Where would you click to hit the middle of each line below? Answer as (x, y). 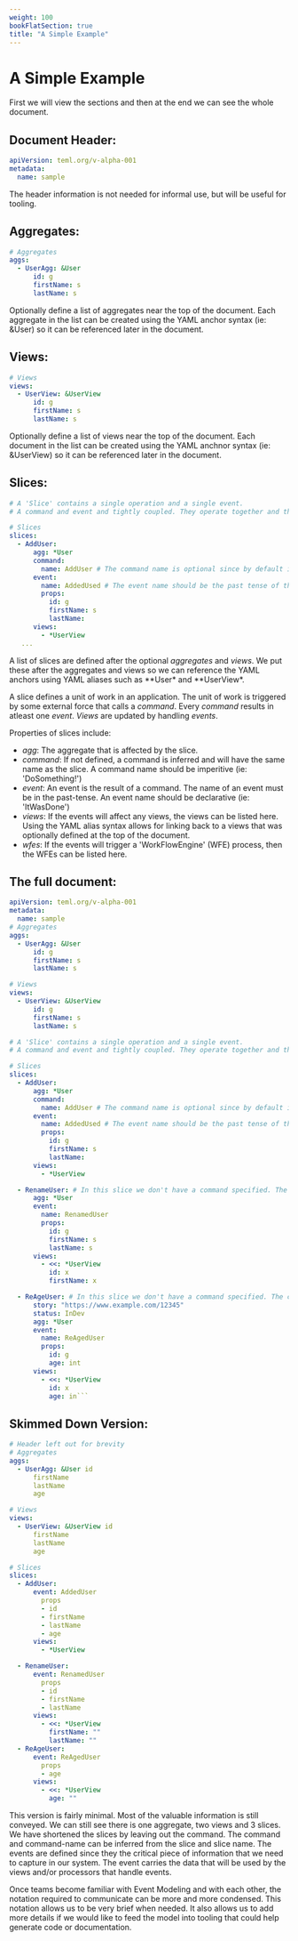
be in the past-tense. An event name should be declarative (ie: (136, 797)
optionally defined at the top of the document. (106, 835)
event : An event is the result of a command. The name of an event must (153, 787)
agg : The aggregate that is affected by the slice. (110, 750)
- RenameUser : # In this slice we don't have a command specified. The (153, 1190)
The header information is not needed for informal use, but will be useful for (148, 194)
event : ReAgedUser (67, 1757)
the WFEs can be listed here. (74, 854)
